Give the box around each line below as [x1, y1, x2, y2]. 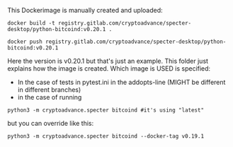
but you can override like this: [7, 119, 94, 127]
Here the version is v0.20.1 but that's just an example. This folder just [7, 57, 209, 65]
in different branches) [17, 86, 81, 94]
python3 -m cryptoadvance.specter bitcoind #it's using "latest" [7, 107, 204, 114]
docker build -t [7, 20, 55, 27]
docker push [7, 38, 42, 45]
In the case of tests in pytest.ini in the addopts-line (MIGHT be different [17, 78, 226, 86]
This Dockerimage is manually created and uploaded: [7, 6, 163, 14]
